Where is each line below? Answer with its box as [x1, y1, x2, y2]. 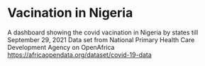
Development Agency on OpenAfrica [7, 43, 115, 51]
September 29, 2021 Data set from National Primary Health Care [7, 35, 195, 44]
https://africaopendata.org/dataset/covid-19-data [7, 51, 153, 59]
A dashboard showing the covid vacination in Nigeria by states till [7, 28, 199, 37]
